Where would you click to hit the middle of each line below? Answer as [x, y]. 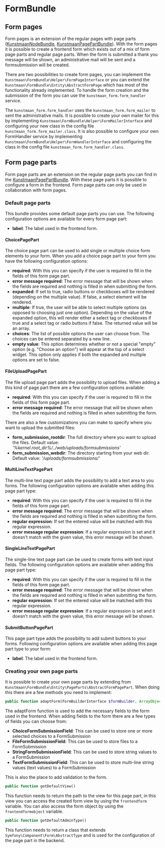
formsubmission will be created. [38, 65]
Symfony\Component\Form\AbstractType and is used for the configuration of [80, 835]
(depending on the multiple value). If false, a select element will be [79, 297]
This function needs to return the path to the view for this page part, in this [81, 796]
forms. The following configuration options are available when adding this [80, 485]
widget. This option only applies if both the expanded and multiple [79, 355]
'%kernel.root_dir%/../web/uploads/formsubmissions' [67, 448]
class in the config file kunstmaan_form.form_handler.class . [65, 147]
